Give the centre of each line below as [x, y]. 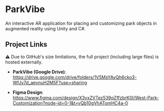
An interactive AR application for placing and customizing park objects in [81, 23]
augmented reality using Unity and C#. [46, 28]
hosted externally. [24, 62]
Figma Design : [28, 92]
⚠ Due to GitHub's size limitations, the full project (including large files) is [82, 57]
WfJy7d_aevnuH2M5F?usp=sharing [50, 82]
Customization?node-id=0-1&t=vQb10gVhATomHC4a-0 [70, 103]
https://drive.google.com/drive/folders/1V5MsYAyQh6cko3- [75, 77]
